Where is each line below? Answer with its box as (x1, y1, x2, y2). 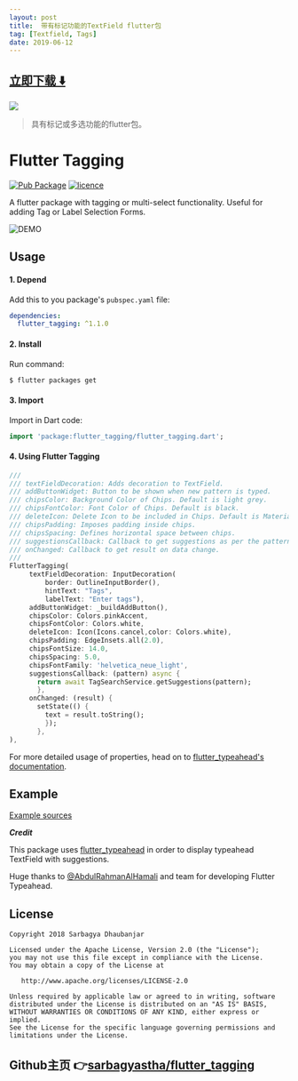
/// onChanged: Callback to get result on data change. (9, 545, 220, 554)
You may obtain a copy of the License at (9, 961, 165, 970)
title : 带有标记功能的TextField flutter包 (9, 21, 162, 30)
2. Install (9, 339, 42, 349)
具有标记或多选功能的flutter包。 (30, 119, 147, 130)
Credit (9, 828, 33, 838)
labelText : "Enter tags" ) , (44, 595, 145, 604)
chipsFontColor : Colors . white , (28, 620, 145, 629)
